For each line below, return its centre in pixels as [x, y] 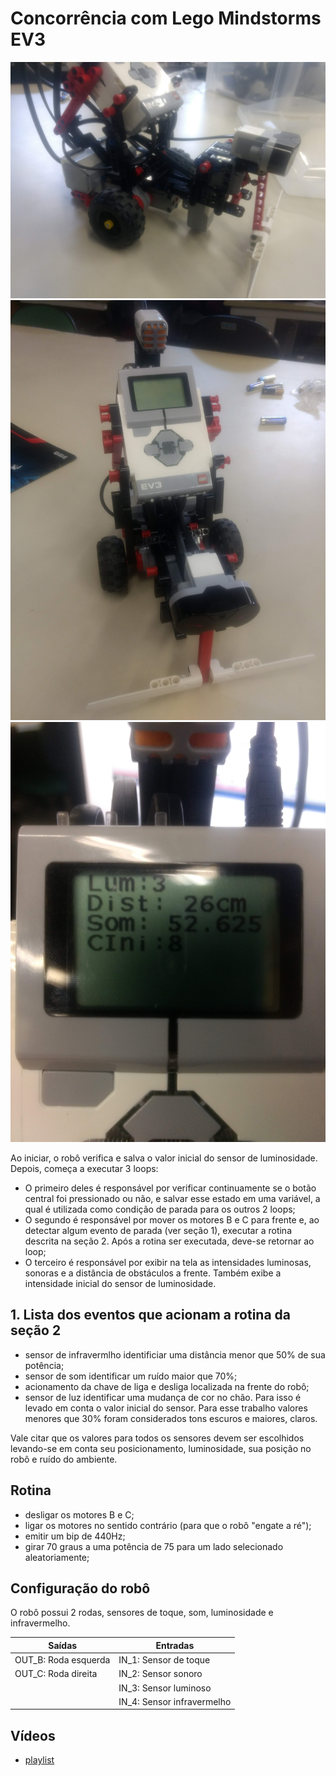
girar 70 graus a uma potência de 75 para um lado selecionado [154, 1546]
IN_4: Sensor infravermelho [175, 1701]
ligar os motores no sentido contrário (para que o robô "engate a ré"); [168, 1525]
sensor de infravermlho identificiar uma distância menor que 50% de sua [175, 1354]
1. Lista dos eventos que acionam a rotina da [151, 1315]
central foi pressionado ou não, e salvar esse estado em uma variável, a [172, 1198]
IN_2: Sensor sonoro [160, 1674]
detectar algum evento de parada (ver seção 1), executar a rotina [158, 1230]
